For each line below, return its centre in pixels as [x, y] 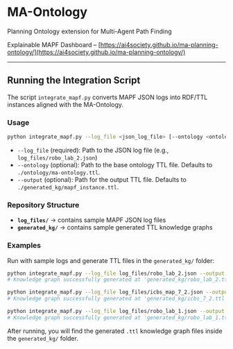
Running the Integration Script [74, 80]
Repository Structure [43, 205]
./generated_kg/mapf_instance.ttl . [68, 187]
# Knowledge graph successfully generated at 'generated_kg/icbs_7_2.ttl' [118, 299]
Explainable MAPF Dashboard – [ [54, 44]
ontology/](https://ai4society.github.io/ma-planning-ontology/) [96, 52]
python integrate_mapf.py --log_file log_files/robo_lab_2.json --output [116, 273]
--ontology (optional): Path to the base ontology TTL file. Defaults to [115, 164]
